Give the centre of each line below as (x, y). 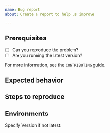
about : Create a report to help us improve (50, 14)
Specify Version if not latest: (33, 125)
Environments (27, 113)
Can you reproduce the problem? (45, 50)
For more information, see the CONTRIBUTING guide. (55, 65)
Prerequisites (26, 38)
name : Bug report (23, 9)
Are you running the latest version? (47, 55)
